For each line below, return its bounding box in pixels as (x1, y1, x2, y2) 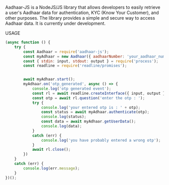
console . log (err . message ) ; (23, 166, 80, 171)
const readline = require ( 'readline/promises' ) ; (23, 63, 127, 69)
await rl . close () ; (32, 147, 71, 152)
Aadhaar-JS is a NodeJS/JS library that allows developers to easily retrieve (5, 5, 160, 10)
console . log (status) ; (41, 114, 87, 119)
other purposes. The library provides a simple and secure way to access (5, 15, 155, 21)
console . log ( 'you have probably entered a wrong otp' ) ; (41, 138, 161, 143)
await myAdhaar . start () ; (23, 77, 75, 82)
